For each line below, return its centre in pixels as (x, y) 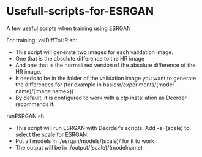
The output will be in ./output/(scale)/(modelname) (79, 147)
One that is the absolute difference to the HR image (80, 58)
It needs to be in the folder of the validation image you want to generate (106, 78)
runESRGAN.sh (25, 116)
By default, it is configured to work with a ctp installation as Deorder (101, 98)
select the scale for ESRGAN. (52, 134)
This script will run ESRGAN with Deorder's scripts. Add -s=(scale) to (102, 128)
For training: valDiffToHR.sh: (42, 40)
